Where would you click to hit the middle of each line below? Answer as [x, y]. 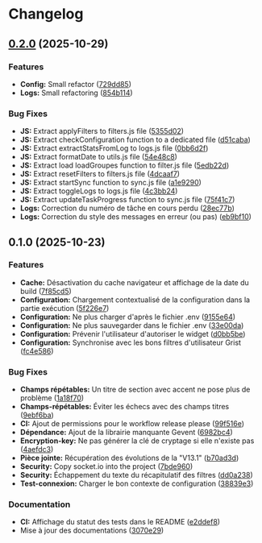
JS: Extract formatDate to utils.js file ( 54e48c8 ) [98, 157]
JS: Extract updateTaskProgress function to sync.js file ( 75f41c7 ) [127, 200]
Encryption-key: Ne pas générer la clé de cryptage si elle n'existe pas [137, 441]
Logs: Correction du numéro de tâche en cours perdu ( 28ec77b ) [127, 208]
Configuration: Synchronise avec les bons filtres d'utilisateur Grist [131, 342]
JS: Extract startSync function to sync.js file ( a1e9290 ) [110, 183]
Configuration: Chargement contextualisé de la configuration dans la [135, 300]
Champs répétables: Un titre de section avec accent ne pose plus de [135, 390]
